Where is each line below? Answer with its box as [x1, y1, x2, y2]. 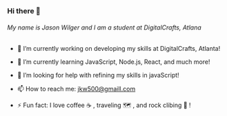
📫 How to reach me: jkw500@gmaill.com [17, 85, 136, 93]
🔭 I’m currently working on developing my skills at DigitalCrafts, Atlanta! [17, 45, 221, 53]
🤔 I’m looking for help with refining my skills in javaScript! [17, 71, 179, 80]
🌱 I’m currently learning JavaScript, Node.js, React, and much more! [17, 58, 210, 66]
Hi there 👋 [7, 6, 41, 16]
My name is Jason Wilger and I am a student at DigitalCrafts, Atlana [7, 23, 201, 32]
